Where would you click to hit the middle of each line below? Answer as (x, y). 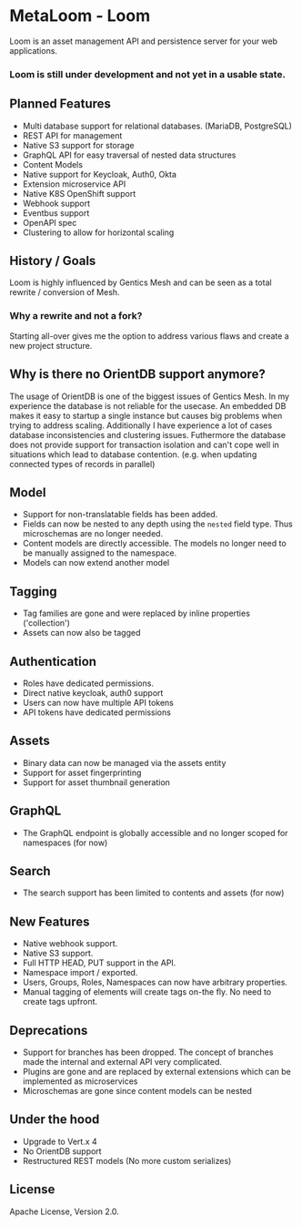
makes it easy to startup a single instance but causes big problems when (146, 415)
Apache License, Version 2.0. (65, 1211)
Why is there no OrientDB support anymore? (137, 374)
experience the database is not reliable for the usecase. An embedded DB (148, 405)
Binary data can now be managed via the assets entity (124, 762)
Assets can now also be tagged (81, 633)
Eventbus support (56, 213)
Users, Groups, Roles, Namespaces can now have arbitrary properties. (155, 982)
